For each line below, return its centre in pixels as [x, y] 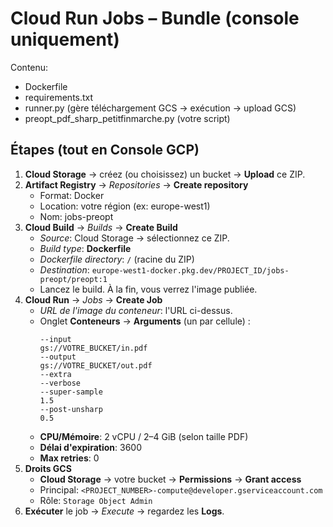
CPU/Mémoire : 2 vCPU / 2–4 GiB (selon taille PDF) [144, 436]
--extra [55, 374]
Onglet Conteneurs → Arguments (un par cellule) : [145, 321]
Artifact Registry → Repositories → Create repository [136, 184]
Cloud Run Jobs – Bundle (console [155, 18]
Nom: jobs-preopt [76, 216]
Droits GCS [48, 468]
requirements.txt [59, 97]
